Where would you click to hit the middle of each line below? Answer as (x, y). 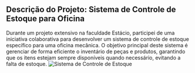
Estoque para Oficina (46, 19)
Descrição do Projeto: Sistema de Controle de (91, 10)
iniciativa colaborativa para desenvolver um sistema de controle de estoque (97, 39)
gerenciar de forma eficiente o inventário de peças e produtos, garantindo (96, 51)
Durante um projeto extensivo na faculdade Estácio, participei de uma (90, 33)
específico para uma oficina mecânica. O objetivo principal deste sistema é (97, 45)
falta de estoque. (26, 64)
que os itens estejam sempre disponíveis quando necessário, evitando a (93, 57)
